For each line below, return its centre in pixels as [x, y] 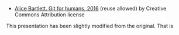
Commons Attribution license [49, 15]
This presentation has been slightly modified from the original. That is [90, 26]
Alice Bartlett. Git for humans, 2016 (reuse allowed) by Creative [90, 8]
